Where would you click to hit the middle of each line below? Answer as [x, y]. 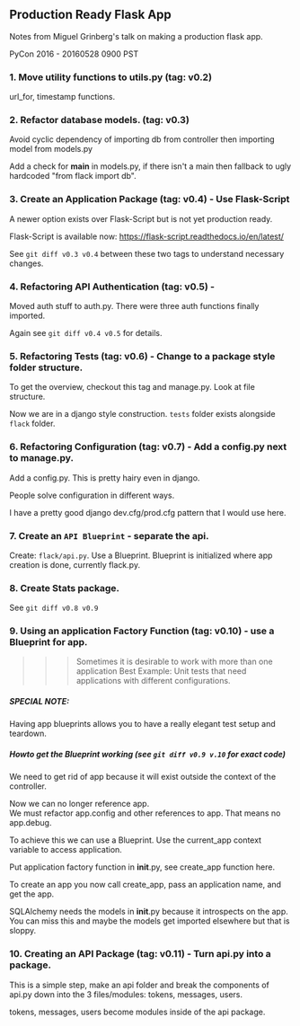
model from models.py [51, 149]
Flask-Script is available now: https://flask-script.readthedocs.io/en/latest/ [147, 236]
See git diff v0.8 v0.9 [54, 608]
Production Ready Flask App [91, 15]
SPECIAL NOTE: [40, 702]
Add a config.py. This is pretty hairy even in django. [105, 478]
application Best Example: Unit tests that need [161, 671]
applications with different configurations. [153, 681]
